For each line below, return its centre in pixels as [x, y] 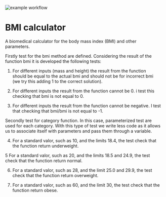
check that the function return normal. [44, 160]
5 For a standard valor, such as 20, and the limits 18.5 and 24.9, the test [78, 155]
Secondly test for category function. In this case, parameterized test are [79, 120]
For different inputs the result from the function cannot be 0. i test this [83, 91]
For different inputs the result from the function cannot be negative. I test [86, 106]
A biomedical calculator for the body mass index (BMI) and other [71, 41]
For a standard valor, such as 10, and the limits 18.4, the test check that [84, 140]
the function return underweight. [45, 146]
